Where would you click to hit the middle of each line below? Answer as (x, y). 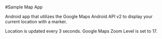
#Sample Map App (24, 7)
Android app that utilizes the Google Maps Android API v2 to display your (79, 16)
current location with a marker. (36, 22)
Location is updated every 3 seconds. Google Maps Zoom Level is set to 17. (81, 31)
